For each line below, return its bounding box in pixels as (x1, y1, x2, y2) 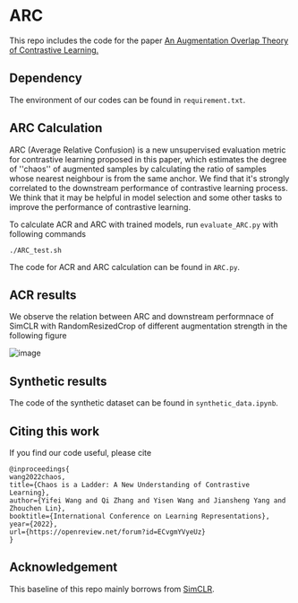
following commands (9, 228, 87, 239)
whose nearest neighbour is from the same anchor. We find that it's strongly (9, 172, 290, 184)
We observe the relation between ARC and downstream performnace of (9, 311, 275, 322)
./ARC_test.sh (9, 246, 63, 255)
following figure (9, 330, 67, 341)
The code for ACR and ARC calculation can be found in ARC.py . (9, 261, 240, 272)
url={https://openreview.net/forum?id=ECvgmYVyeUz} (9, 528, 206, 537)
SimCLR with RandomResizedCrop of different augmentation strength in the (9, 320, 288, 332)
